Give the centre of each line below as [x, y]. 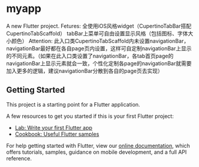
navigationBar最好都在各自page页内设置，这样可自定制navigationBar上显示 [99, 48]
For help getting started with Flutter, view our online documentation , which [98, 145]
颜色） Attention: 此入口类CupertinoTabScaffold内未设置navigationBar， [100, 41]
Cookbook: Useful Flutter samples [57, 134]
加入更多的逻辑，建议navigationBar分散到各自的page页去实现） [85, 71]
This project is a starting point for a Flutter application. [73, 104]
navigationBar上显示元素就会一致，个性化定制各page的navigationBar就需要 [99, 63]
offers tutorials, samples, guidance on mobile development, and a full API [97, 152]
